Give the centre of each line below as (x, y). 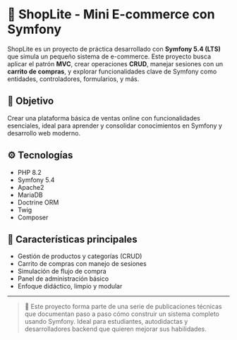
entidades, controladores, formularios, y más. (73, 79)
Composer (33, 217)
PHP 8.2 (29, 172)
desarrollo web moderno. (44, 133)
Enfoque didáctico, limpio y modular (70, 286)
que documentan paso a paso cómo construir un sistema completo (122, 314)
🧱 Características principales (72, 239)
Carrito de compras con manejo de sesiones (82, 264)
